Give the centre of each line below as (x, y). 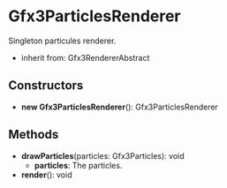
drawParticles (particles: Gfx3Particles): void (102, 155)
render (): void (46, 175)
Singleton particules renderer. (62, 41)
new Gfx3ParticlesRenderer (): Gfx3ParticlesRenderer (119, 107)
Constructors (46, 86)
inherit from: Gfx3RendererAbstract (85, 57)
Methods (34, 135)
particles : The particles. (78, 165)
